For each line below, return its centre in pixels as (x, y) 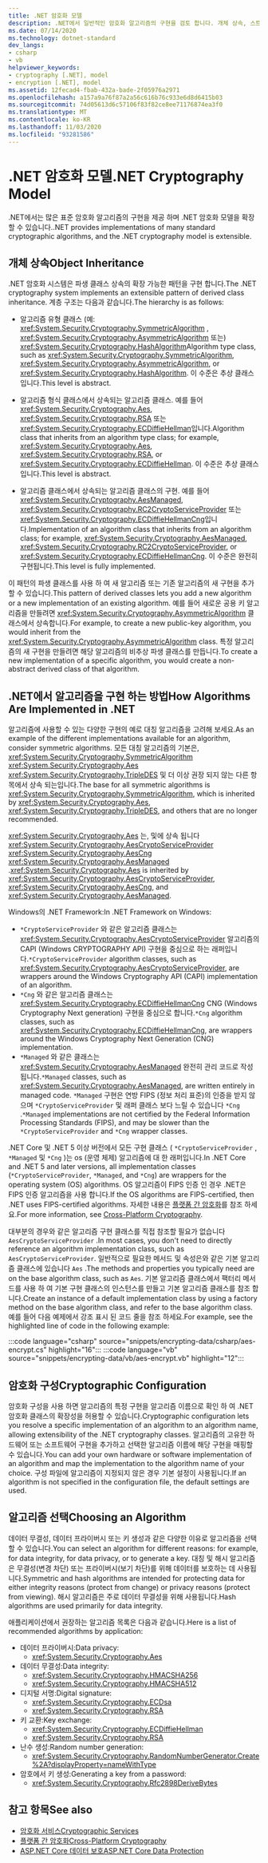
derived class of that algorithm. (88, 669)
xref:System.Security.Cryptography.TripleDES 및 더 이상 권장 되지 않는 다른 (128, 775)
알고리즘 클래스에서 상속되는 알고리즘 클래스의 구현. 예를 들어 (114, 491)
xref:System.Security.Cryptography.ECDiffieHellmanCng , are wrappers (136, 1030)
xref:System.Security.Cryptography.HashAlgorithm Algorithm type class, (138, 347)
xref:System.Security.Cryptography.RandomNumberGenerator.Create (146, 1756)
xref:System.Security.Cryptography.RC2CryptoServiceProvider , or (128, 547)
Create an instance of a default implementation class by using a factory (140, 1298)
